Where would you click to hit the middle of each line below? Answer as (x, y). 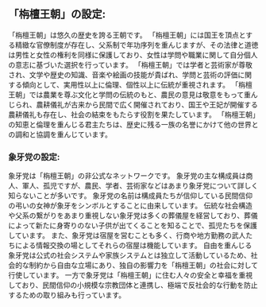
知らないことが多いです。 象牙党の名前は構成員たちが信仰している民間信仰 (130, 196)
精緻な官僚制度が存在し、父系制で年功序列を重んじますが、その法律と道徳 (137, 45)
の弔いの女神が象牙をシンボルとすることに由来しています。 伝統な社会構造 (130, 206)
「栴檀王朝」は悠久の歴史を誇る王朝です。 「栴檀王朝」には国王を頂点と (127, 35)
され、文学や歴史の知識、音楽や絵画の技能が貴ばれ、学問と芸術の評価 (123, 75)
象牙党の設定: (34, 157)
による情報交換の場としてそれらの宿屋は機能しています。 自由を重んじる (133, 246)
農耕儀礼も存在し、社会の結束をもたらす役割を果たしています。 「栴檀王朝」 (132, 115)
